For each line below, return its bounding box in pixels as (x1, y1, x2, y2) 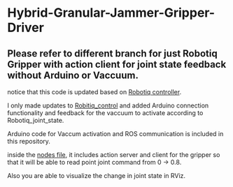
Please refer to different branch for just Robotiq (7, 47, 218, 59)
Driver (7, 20, 44, 36)
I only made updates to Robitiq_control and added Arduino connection (7, 101, 209, 110)
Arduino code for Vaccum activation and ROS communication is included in (7, 130, 224, 137)
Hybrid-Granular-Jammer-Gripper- (7, 5, 216, 21)
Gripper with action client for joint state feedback (7, 58, 227, 70)
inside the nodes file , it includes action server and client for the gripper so (7, 151, 220, 158)
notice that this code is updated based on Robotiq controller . (7, 88, 182, 96)
